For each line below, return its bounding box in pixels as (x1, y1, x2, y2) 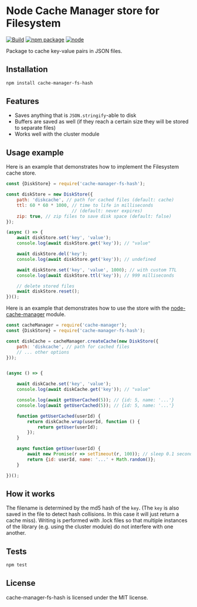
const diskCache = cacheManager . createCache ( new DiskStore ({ (6, 338, 159, 344)
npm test (6, 562, 28, 568)
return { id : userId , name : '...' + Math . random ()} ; (27, 457, 157, 462)
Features (6, 96, 39, 106)
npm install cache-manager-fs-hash (6, 80, 93, 86)
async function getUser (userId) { (16, 445, 101, 452)
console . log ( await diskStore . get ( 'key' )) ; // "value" (16, 240, 151, 246)
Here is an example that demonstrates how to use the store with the (6, 304, 170, 312)
